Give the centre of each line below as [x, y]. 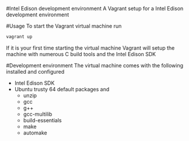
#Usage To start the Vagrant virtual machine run [64, 26]
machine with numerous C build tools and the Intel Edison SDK [81, 54]
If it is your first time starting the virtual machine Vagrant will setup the [90, 48]
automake [35, 133]
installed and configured [35, 71]
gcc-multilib [38, 114]
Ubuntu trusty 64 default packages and [62, 89]
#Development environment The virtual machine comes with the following [95, 65]
